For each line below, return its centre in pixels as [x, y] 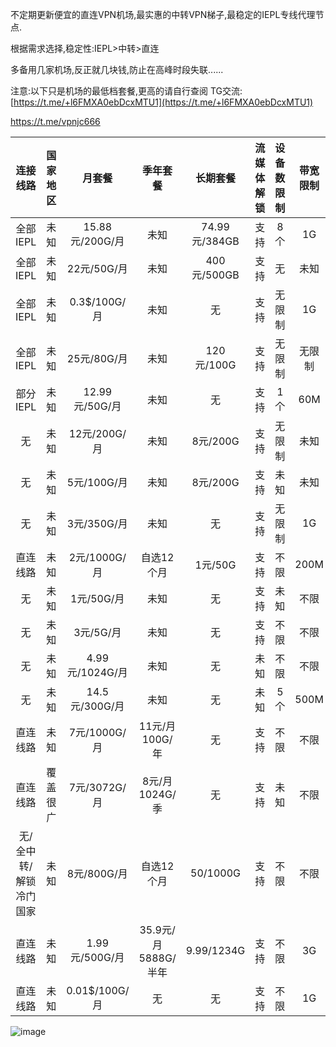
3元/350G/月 [97, 523]
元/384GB [215, 241]
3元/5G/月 [97, 632]
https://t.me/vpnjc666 [55, 121]
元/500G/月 [97, 957]
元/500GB [215, 275]
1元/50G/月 [97, 598]
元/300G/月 [97, 706]
